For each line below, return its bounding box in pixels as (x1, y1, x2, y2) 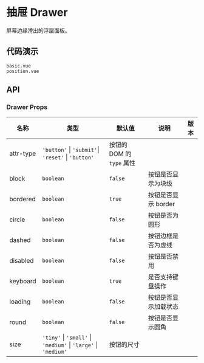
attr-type (9, 150, 36, 158)
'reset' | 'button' (42, 153, 95, 162)
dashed (9, 236, 31, 244)
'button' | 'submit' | (42, 145, 100, 154)
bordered (9, 195, 36, 204)
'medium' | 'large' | (42, 341, 98, 350)
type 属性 (109, 159, 135, 167)
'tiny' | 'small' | (42, 333, 92, 342)
